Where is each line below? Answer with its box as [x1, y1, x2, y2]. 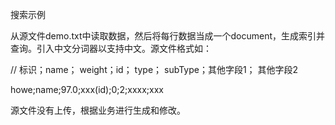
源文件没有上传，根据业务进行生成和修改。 [10, 104, 186, 116]
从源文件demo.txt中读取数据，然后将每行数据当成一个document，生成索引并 [10, 30, 326, 42]
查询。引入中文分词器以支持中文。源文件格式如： [10, 43, 212, 54]
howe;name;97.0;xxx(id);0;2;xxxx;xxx [10, 84, 164, 95]
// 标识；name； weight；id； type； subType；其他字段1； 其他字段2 [10, 64, 299, 75]
